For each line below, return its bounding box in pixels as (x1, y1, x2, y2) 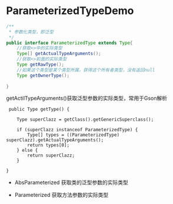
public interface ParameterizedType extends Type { (6, 40, 133, 46)
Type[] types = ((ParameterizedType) (27, 132, 119, 138)
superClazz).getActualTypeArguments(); (6, 137, 104, 143)
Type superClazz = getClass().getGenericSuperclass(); (16, 117, 154, 123)
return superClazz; (27, 152, 75, 159)
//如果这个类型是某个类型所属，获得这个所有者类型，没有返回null (16, 67, 155, 73)
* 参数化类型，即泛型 (8, 29, 54, 35)
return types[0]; (27, 142, 69, 148)
